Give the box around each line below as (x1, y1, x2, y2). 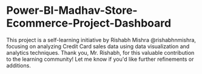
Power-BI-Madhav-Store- (6, 4, 138, 17)
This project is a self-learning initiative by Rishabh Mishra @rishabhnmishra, (6, 36, 196, 43)
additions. (6, 61, 32, 69)
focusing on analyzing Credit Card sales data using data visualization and (6, 43, 190, 50)
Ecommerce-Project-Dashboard (6, 16, 172, 30)
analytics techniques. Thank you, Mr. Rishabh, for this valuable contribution (6, 49, 195, 56)
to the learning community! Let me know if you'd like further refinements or (6, 55, 194, 63)
